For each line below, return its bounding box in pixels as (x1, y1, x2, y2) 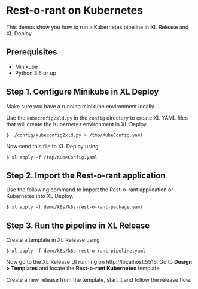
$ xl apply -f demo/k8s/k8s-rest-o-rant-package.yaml (6, 204, 144, 210)
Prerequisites (6, 47, 57, 57)
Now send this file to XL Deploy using (6, 142, 99, 150)
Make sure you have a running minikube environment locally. (6, 102, 156, 109)
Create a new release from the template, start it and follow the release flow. (6, 276, 191, 284)
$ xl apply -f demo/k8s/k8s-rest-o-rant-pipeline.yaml (6, 248, 146, 254)
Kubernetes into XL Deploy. (6, 193, 74, 200)
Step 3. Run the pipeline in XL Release (6, 220, 150, 230)
